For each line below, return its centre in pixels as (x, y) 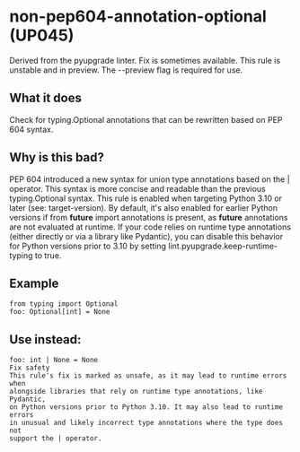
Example (34, 283)
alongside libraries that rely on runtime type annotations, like (136, 392)
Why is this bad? (57, 157)
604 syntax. (31, 129)
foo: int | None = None (54, 361)
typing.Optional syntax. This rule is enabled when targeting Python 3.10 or (146, 198)
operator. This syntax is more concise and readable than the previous (138, 188)
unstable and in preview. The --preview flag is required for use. (126, 70)
